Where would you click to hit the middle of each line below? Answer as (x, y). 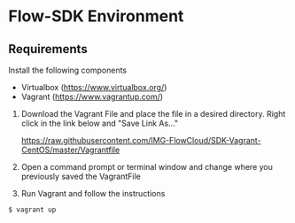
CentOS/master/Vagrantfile (70, 150)
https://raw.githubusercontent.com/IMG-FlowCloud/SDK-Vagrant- (141, 140)
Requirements (48, 49)
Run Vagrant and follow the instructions (93, 193)
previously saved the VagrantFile (81, 176)
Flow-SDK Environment (96, 16)
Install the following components (68, 70)
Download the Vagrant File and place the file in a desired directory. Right (153, 114)
